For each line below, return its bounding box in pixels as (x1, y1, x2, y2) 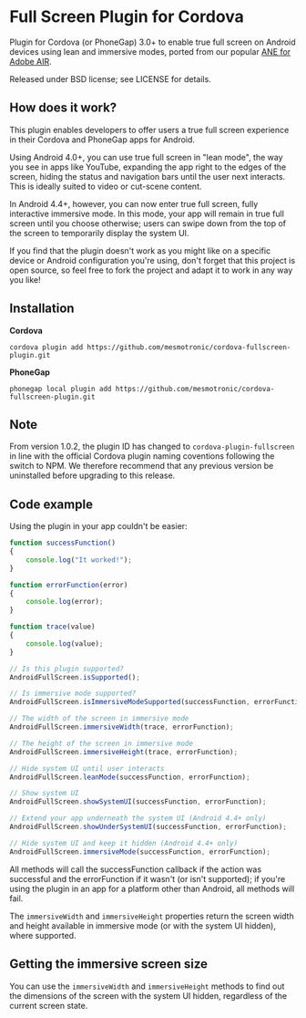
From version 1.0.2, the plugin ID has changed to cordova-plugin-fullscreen (9, 441, 295, 452)
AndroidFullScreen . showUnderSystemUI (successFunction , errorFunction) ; (9, 823, 287, 832)
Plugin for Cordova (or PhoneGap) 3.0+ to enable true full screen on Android (9, 36, 296, 47)
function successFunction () (9, 538, 117, 548)
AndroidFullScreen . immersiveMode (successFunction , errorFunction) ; (9, 847, 271, 857)
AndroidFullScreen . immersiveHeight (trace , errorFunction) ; (9, 747, 239, 756)
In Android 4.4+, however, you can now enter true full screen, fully (9, 198, 259, 209)
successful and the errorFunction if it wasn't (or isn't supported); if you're (9, 873, 286, 884)
